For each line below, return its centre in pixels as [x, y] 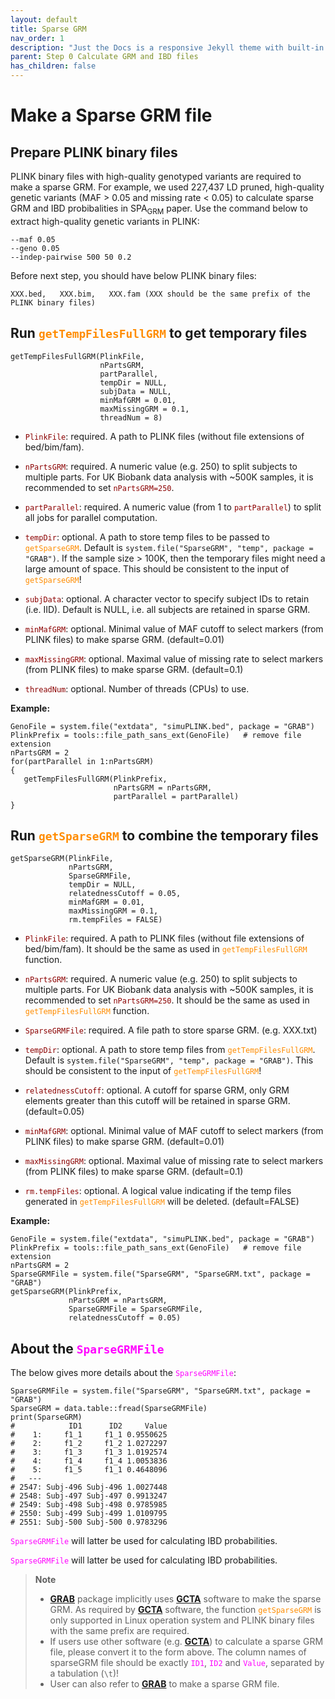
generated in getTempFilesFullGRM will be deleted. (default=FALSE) [162, 1202]
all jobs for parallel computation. [91, 517]
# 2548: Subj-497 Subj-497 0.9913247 [89, 1496]
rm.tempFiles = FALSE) [115, 920]
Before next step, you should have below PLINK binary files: [133, 275]
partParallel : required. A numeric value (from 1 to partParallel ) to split [173, 507]
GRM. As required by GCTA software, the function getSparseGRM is [185, 1610]
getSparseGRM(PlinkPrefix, [66, 1292]
